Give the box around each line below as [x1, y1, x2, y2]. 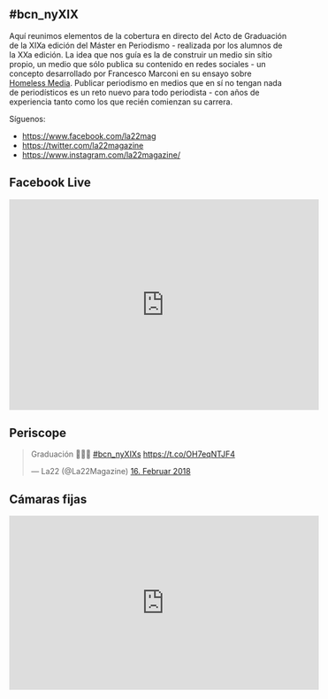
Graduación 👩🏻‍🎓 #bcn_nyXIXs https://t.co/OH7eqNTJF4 [30, 449, 236, 459]
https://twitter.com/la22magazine [21, 140, 144, 150]
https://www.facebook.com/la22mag [21, 130, 156, 141]
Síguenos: [9, 113, 46, 124]
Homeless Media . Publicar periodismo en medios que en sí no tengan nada [9, 77, 282, 88]
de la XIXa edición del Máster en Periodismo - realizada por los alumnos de [9, 40, 283, 50]
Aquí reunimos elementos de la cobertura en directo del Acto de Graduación [9, 30, 287, 41]
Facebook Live [9, 175, 91, 190]
